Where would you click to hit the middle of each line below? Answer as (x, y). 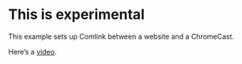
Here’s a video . (32, 51)
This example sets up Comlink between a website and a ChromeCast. (121, 36)
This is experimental (76, 15)
